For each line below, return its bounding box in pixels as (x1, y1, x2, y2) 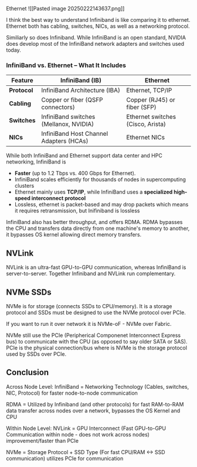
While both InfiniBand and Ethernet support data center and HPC (6, 152, 162, 159)
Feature (11, 76, 33, 85)
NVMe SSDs (6, 287, 52, 297)
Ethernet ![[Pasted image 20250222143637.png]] (6, 5, 125, 12)
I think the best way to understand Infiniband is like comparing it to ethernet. (6, 16, 191, 23)
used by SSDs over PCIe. (6, 350, 67, 358)
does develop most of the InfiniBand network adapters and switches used (6, 41, 185, 47)
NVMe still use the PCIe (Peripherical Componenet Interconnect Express (6, 332, 181, 339)
